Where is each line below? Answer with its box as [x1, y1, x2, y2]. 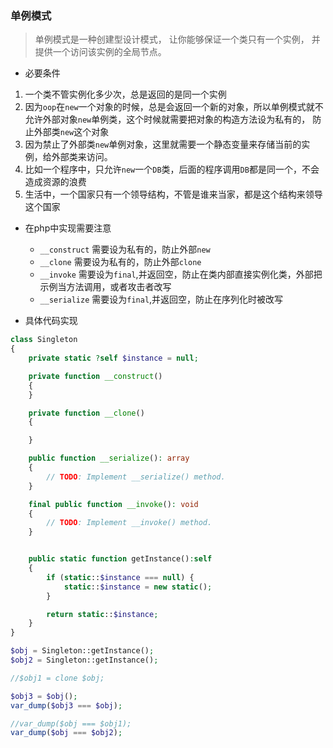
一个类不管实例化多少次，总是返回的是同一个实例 [24, 88, 227, 101]
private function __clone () [28, 408, 145, 418]
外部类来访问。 [51, 151, 113, 163]
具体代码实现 [24, 315, 78, 327]
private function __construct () [28, 371, 163, 381]
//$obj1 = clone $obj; [10, 673, 105, 683]
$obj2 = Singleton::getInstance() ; [10, 655, 159, 666]
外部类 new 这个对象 [33, 126, 110, 138]
